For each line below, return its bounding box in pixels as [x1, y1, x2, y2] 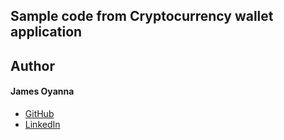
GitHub [24, 107, 55, 119]
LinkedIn [24, 118, 61, 130]
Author [10, 57, 55, 74]
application [10, 24, 83, 41]
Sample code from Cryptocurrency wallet [10, 8, 274, 25]
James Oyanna [10, 85, 75, 98]
